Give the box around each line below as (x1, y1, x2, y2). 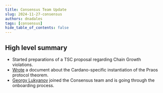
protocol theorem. (12, 72, 49, 78)
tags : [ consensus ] (5, 21, 43, 26)
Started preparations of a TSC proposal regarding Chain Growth (12, 56, 141, 62)
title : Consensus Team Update (5, 7, 67, 12)
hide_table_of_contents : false (5, 25, 69, 30)
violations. (12, 62, 33, 68)
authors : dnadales (5, 16, 43, 21)
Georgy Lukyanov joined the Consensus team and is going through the (12, 77, 155, 83)
